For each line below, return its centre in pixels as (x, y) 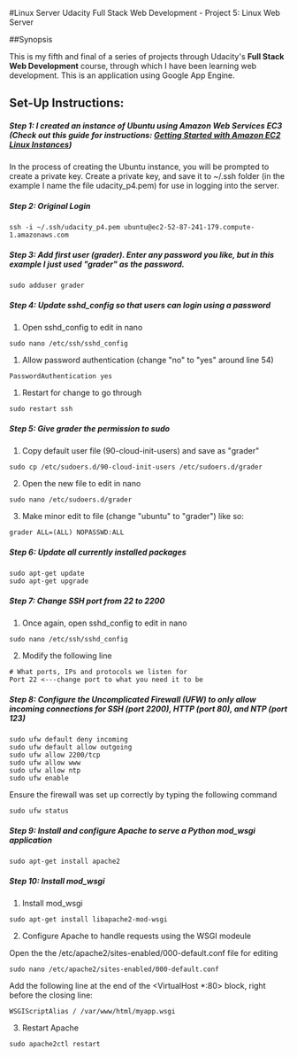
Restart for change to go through (82, 392)
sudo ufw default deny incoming (69, 740)
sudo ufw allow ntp (45, 771)
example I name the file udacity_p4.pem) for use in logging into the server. (145, 186)
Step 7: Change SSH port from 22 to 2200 (87, 601)
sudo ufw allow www (45, 763)
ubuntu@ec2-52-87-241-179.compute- (189, 228)
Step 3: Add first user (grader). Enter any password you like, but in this (142, 254)
